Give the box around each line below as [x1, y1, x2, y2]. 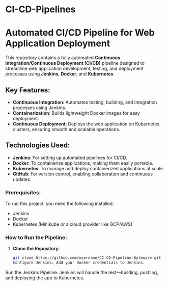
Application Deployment [5, 38, 110, 49]
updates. [12, 176, 32, 182]
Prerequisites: [5, 189, 41, 196]
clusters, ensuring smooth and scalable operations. [12, 126, 121, 132]
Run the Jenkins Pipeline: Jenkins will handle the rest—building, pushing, [5, 269, 159, 276]
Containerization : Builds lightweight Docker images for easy [12, 110, 140, 116]
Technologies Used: [5, 141, 70, 150]
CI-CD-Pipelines [5, 4, 76, 15]
